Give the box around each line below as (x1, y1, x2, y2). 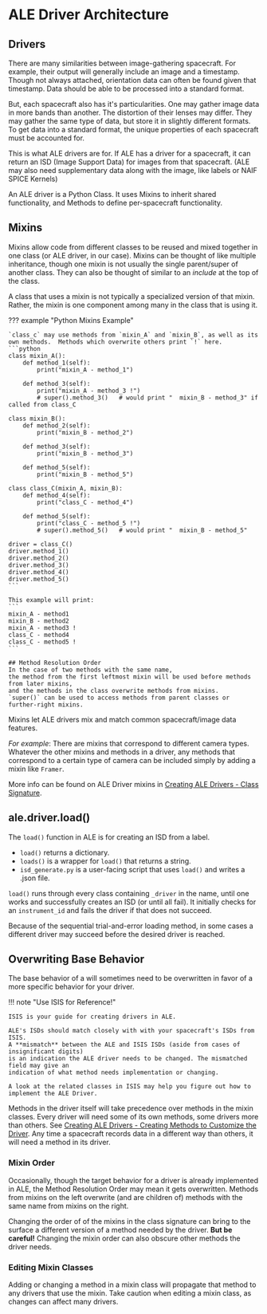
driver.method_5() (8, 575, 69, 583)
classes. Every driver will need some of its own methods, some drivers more (8, 1112, 259, 1122)
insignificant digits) (8, 1048, 84, 1056)
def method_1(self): (22, 359, 91, 367)
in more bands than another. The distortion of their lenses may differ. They (8, 108, 253, 117)
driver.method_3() (8, 561, 69, 569)
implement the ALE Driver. (8, 1090, 98, 1098)
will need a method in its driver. (8, 1138, 111, 1147)
